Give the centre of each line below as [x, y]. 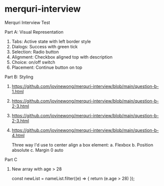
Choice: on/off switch [34, 62]
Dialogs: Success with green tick [45, 46]
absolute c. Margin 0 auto [37, 150]
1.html [18, 91]
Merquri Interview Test [27, 22]
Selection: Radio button [35, 52]
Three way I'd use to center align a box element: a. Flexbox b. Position [82, 145]
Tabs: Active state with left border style [51, 41]
